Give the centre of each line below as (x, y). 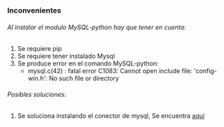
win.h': (37, 78)
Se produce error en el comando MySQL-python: (88, 63)
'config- (205, 71)
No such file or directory (84, 78)
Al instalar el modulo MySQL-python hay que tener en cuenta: (97, 27)
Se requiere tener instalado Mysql (66, 56)
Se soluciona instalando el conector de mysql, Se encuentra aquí (111, 116)
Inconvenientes (34, 10)
